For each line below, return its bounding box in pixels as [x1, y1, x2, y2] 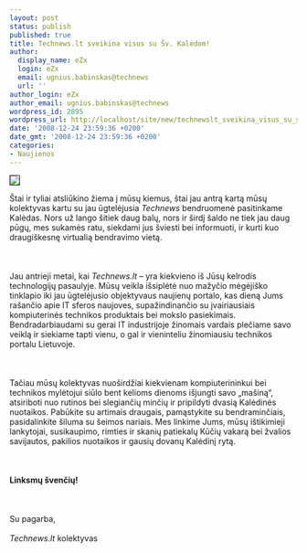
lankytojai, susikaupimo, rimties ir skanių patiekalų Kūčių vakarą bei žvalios [9, 426, 291, 437]
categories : [9, 141, 55, 150]
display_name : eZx [17, 56, 89, 65]
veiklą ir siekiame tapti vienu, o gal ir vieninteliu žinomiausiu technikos [9, 328, 272, 339]
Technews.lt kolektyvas [9, 532, 99, 544]
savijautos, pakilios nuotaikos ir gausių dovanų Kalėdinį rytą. [9, 435, 236, 446]
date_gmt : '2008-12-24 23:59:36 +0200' [9, 133, 162, 142]
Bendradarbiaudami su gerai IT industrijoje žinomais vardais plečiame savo [9, 319, 291, 330]
